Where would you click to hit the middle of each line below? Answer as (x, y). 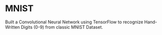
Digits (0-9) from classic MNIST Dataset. (62, 27)
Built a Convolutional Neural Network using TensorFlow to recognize (74, 22)
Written (13, 27)
